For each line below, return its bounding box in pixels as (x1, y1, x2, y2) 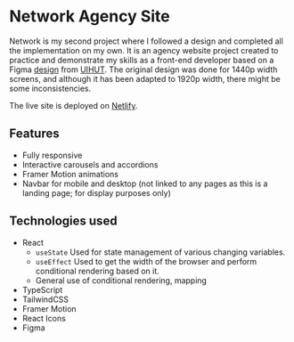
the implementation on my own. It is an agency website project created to (9, 45, 279, 55)
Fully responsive (21, 150, 83, 160)
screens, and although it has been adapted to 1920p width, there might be (9, 73, 281, 84)
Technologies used (9, 214, 118, 229)
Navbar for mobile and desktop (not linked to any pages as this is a (21, 178, 268, 189)
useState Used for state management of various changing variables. (35, 247, 286, 257)
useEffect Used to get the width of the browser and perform (35, 256, 257, 266)
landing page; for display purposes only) (21, 187, 171, 198)
